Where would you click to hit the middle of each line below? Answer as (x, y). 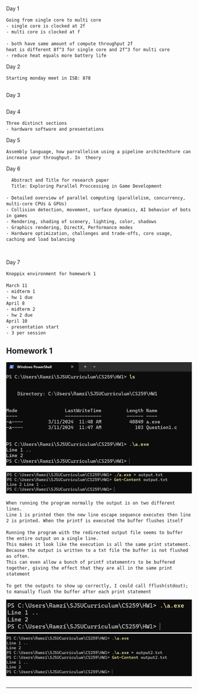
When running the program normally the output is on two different (91, 503)
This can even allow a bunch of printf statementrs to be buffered (91, 562)
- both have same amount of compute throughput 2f (70, 44)
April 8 (16, 304)
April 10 (17, 321)
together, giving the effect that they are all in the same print (89, 568)
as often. (18, 556)
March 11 (17, 286)
